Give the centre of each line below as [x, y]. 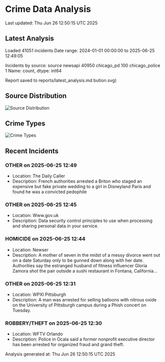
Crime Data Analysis [48, 9]
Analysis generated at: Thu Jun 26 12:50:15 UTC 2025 [60, 354]
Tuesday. [22, 310]
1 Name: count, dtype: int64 [33, 71]
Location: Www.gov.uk [35, 216]
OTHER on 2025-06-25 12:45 [41, 205]
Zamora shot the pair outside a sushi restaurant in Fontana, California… [85, 271]
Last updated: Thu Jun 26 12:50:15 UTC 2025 [52, 23]
